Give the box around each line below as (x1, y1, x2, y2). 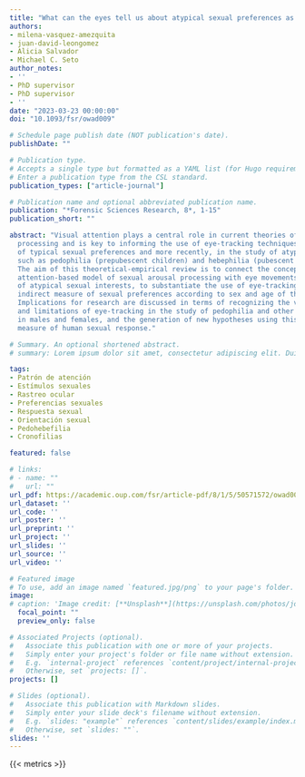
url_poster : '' (9, 516, 67, 525)
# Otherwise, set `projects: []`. (9, 666, 148, 676)
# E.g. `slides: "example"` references (9, 716, 169, 726)
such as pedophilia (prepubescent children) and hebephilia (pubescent (17, 256, 295, 265)
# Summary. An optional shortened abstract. (9, 339, 181, 349)
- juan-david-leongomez (9, 38, 100, 48)
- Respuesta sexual (9, 407, 84, 416)
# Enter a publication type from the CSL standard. (9, 172, 209, 182)
